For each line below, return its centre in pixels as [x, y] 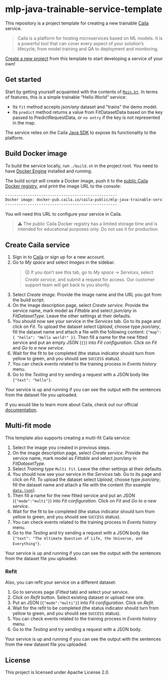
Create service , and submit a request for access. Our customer [90, 280]
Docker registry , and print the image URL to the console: [63, 186]
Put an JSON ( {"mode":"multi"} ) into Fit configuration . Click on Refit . [83, 603]
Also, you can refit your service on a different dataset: [61, 582]
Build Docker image [36, 154]
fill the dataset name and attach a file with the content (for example [81, 484]
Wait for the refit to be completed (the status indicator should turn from [85, 608]
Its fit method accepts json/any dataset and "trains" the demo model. [85, 107]
